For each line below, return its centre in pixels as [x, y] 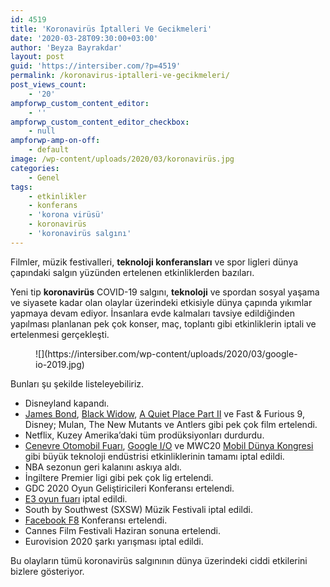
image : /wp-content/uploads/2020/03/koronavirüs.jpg [122, 159]
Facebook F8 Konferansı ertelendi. [96, 520]
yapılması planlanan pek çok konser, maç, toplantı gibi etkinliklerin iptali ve [163, 323]
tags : [21, 187]
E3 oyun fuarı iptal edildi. [76, 498]
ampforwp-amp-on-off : [55, 141]
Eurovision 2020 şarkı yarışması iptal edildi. [114, 541]
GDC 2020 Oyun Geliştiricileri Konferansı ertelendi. [129, 488]
